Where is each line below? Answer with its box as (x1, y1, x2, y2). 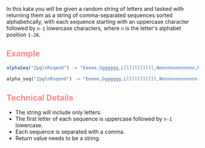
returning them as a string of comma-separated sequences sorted (6, 12, 173, 19)
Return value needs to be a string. (15, 135, 101, 142)
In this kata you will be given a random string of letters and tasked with (6, 5, 184, 12)
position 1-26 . (6, 31, 41, 38)
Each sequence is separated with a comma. (15, 128, 125, 136)
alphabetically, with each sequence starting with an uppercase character (6, 18, 189, 25)
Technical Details (6, 93, 74, 103)
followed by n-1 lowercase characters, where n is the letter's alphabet (6, 24, 182, 32)
